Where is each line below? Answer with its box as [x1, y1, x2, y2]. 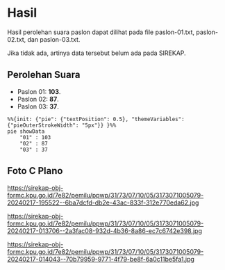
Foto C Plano [7, 165, 63, 177]
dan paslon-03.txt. [27, 35, 81, 43]
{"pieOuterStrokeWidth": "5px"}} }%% [7, 122, 117, 129]
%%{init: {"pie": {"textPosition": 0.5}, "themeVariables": [7, 116, 185, 122]
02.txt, [7, 35, 26, 43]
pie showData [7, 127, 45, 135]
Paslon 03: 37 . [17, 102, 59, 111]
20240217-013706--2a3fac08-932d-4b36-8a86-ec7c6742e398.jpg [7, 226, 203, 235]
